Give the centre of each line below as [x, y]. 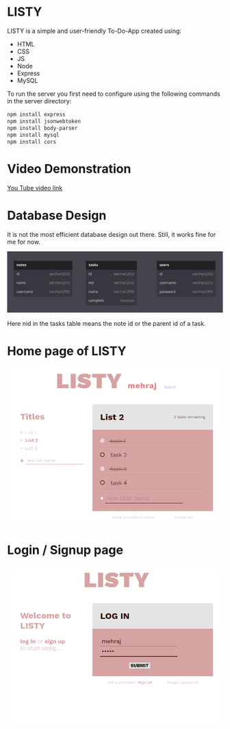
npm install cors [32, 142]
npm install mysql [33, 135]
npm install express [37, 114]
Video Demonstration [69, 169]
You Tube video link [35, 188]
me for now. [24, 242]
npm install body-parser [42, 128]
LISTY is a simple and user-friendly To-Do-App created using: [94, 31]
